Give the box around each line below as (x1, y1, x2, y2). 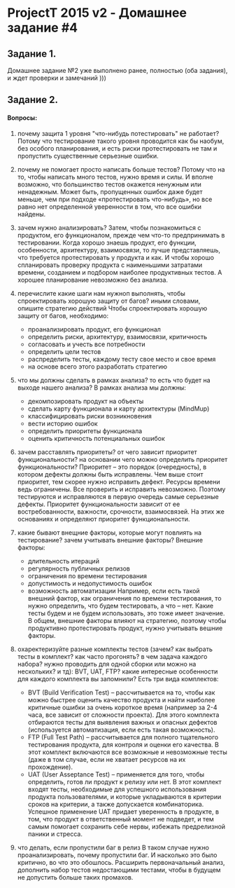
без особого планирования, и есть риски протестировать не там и (17, 144, 218, 152)
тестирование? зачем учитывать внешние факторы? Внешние (17, 535, 204, 544)
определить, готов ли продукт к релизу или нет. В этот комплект (27, 777, 222, 786)
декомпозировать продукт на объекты (27, 397, 144, 405)
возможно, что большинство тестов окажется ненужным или (17, 180, 201, 189)
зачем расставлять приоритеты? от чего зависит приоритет (17, 447, 197, 456)
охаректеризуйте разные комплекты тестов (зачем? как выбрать (17, 645, 213, 653)
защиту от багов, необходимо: (17, 311, 109, 320)
